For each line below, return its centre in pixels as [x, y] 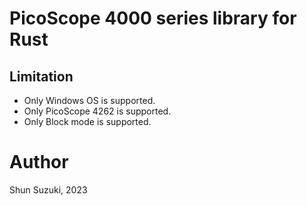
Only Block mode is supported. [87, 121]
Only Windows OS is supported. [89, 100]
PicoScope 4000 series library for [153, 18]
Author [39, 162]
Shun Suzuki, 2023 [48, 189]
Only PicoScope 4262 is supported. [97, 111]
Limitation [41, 76]
